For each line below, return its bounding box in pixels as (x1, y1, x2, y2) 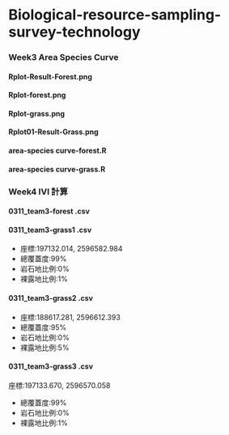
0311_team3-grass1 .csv (8, 225, 92, 234)
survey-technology (8, 23, 141, 41)
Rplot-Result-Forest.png (8, 71, 93, 82)
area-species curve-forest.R (8, 146, 107, 155)
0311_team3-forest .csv (8, 206, 91, 216)
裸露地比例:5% (19, 342, 70, 353)
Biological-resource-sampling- (8, 6, 222, 24)
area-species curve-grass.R (8, 164, 106, 174)
